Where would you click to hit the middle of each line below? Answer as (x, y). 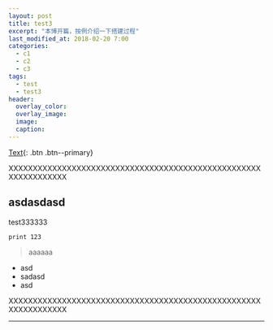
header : (22, 99)
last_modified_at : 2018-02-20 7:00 (69, 39)
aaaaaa (40, 252)
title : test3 (30, 24)
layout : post (30, 16)
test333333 (28, 222)
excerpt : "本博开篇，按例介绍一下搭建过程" (74, 31)
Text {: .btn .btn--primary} (51, 152)
